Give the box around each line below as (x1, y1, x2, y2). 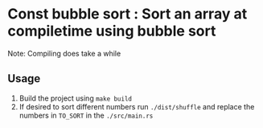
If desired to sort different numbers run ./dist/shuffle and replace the (18, 101, 255, 111)
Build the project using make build (18, 93, 133, 103)
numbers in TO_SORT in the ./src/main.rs (18, 110, 154, 120)
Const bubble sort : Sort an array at (7, 5, 248, 23)
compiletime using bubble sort (7, 22, 216, 40)
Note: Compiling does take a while (7, 48, 121, 58)
